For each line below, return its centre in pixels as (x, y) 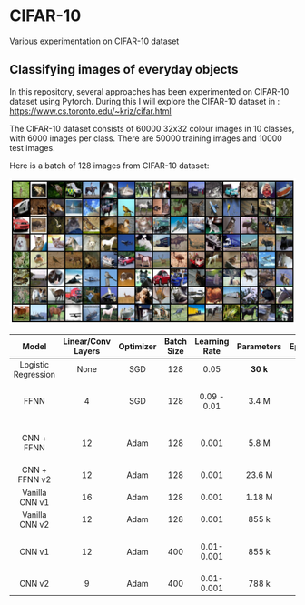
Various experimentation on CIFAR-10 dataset (94, 41)
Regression (34, 374)
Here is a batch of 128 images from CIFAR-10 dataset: (109, 166)
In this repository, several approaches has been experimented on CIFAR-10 (149, 91)
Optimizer (138, 346)
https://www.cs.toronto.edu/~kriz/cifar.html (90, 111)
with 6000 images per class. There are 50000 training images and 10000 (146, 138)
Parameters (259, 346)
